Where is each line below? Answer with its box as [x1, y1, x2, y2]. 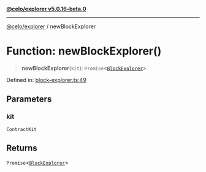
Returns [6, 143, 38, 154]
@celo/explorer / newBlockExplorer [6, 23, 96, 30]
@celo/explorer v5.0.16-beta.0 [6, 6, 87, 12]
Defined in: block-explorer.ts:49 [6, 76, 87, 83]
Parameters [6, 94, 52, 105]
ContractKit [6, 126, 37, 132]
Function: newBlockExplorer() [6, 44, 162, 58]
